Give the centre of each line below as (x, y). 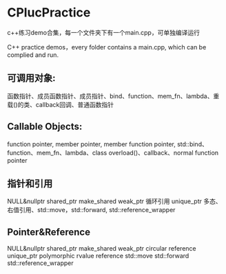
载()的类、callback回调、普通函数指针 (61, 104)
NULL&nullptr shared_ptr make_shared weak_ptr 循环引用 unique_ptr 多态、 (114, 201)
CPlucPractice (49, 13)
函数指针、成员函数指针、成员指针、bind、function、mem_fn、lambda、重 (113, 96)
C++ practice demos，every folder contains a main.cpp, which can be (107, 47)
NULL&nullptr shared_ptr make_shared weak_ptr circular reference (102, 249)
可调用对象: (32, 78)
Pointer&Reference (49, 232)
